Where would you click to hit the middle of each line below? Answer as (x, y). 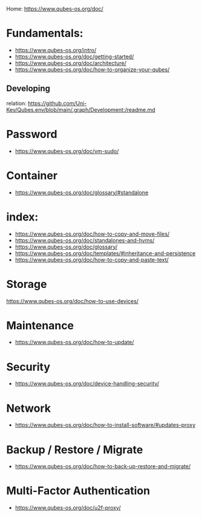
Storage (27, 284)
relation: (17, 103)
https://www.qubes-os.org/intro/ (56, 50)
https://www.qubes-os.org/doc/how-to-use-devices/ (73, 301)
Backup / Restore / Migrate (75, 450)
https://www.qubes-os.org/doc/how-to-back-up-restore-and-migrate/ (103, 467)
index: (22, 217)
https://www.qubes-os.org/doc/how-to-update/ (74, 342)
